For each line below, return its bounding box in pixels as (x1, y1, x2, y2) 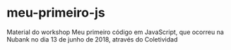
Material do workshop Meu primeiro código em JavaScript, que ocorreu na (6, 28, 224, 36)
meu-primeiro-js (6, 5, 105, 21)
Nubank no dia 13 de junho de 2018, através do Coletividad (6, 35, 178, 43)
